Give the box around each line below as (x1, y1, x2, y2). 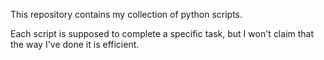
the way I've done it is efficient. (10, 39, 140, 50)
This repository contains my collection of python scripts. (10, 9, 243, 20)
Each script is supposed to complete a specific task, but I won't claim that (10, 28, 315, 39)
